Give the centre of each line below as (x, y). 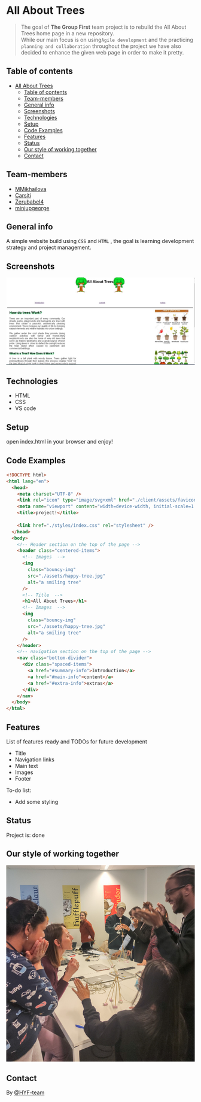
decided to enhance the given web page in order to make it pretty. (102, 52)
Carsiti (23, 195)
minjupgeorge (32, 208)
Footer (23, 778)
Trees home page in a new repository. (68, 33)
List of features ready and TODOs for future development (77, 742)
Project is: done (25, 835)
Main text (26, 766)
